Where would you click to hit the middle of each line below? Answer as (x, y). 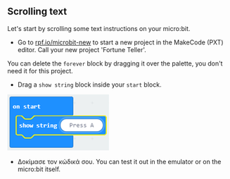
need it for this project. (40, 70)
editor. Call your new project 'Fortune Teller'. (82, 49)
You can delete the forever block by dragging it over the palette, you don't (115, 63)
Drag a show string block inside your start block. (89, 85)
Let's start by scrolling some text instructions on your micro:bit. (99, 28)
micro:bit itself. (39, 169)
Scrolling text (37, 12)
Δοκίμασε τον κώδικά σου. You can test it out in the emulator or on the (119, 161)
